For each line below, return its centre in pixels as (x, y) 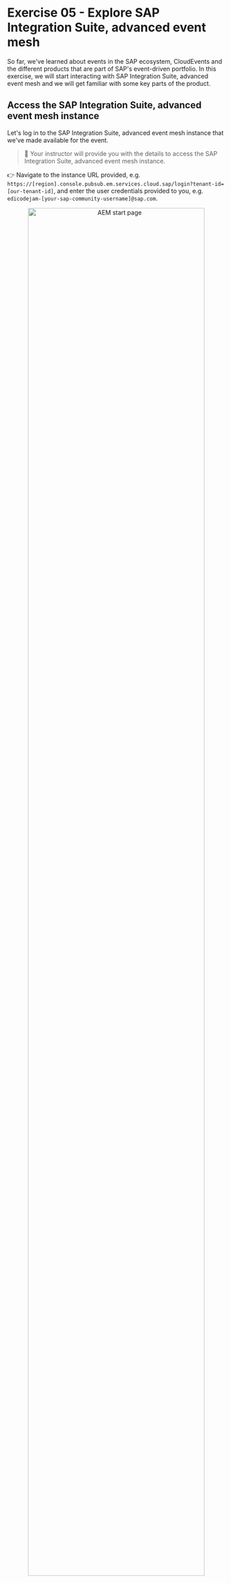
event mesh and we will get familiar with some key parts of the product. (109, 83)
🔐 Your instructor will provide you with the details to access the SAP (121, 153)
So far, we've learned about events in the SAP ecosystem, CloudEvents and (115, 61)
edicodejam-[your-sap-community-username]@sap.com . (82, 198)
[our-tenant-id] (30, 191)
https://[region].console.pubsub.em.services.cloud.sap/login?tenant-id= (116, 184)
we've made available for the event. (58, 140)
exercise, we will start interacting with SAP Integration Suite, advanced (108, 76)
